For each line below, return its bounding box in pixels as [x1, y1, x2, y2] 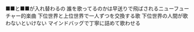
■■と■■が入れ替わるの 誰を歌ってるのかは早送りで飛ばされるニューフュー [5, 5, 190, 12]
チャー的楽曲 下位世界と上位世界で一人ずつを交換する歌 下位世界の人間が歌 [5, 12, 188, 19]
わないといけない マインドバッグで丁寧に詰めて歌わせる [5, 20, 141, 26]
